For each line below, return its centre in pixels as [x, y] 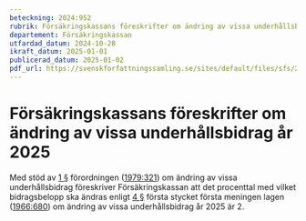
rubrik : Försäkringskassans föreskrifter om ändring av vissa [130, 26]
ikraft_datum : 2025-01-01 [58, 52]
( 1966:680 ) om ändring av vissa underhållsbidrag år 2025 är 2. [127, 206]
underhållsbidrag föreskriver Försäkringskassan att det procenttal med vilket [153, 186]
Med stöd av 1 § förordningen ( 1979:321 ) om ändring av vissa [124, 177]
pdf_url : [26, 69]
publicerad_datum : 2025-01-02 [67, 60]
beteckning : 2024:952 [51, 18]
